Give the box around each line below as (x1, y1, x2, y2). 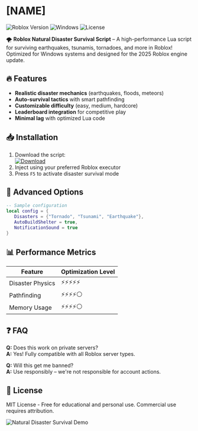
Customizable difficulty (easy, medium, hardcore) (14, 102, 138, 109)
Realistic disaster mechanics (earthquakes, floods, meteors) (14, 89, 164, 96)
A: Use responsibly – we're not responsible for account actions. (6, 368, 161, 375)
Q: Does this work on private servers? (6, 344, 99, 351)
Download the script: (14, 151, 66, 158)
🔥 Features (6, 74, 47, 84)
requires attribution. (6, 407, 54, 414)
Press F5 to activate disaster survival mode (14, 170, 119, 177)
